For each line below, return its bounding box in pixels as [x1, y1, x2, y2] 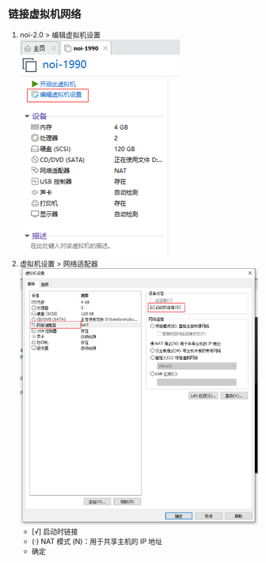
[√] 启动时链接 [31, 527, 78, 536]
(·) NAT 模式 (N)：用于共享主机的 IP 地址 [31, 536, 163, 546]
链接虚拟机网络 [8, 7, 82, 21]
